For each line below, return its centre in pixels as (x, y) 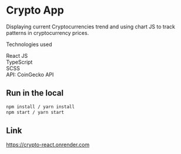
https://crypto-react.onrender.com (48, 145)
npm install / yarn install (41, 107)
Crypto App (35, 10)
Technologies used (29, 44)
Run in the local (35, 93)
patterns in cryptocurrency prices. (48, 32)
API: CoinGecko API (30, 74)
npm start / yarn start (35, 112)
